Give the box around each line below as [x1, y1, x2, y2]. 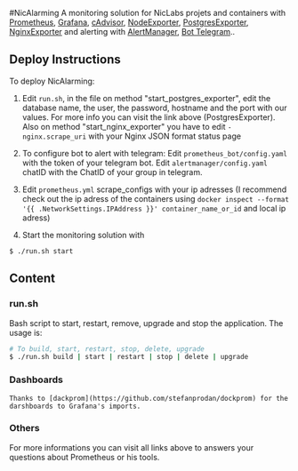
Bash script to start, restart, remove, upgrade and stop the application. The [9, 317, 284, 328]
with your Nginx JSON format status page [88, 131, 242, 141]
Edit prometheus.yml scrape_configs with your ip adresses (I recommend [21, 184, 287, 195]
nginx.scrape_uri [21, 132, 87, 141]
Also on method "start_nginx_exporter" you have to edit [21, 121, 226, 132]
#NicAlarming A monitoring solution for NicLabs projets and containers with [9, 8, 286, 18]
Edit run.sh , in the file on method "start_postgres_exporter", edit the [21, 92, 271, 103]
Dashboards [9, 373, 64, 386]
